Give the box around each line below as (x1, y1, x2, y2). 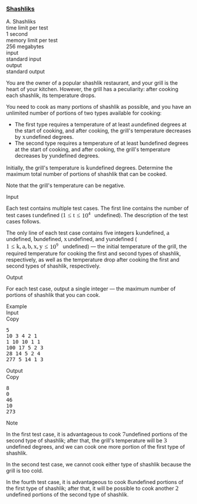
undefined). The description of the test (94, 212, 188, 219)
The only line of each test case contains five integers (6, 229, 135, 236)
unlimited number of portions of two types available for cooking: (6, 109, 162, 116)
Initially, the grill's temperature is (6, 164, 85, 172)
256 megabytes (6, 43, 44, 50)
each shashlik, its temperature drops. (6, 92, 96, 99)
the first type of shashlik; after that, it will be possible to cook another (6, 485, 175, 492)
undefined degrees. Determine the (89, 164, 173, 172)
